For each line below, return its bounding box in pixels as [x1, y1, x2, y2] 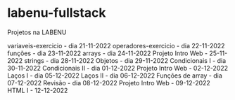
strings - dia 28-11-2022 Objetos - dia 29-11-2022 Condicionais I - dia [24, 56, 227, 64]
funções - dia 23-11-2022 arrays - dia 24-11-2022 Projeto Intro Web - [7, 49, 208, 57]
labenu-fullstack [7, 5, 106, 21]
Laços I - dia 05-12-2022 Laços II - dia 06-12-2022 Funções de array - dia [7, 71, 223, 80]
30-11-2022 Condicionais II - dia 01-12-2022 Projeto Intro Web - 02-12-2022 [7, 64, 229, 72]
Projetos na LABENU [7, 28, 67, 36]
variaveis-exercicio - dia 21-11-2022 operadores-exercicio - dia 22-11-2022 [7, 41, 225, 50]
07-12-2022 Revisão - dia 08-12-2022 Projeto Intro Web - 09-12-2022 [7, 78, 211, 87]
